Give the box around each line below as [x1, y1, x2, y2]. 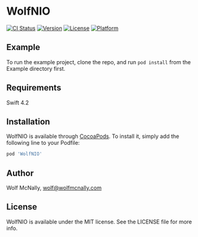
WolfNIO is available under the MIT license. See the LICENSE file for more [6, 218, 192, 225]
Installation [6, 116, 50, 126]
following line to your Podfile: [6, 139, 80, 147]
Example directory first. [6, 65, 66, 72]
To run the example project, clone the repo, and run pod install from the [6, 58, 191, 65]
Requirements [6, 82, 61, 93]
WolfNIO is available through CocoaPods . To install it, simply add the [6, 133, 180, 140]
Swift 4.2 [6, 99, 29, 106]
